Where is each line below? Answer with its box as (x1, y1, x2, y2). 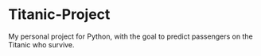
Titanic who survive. (8, 39, 75, 49)
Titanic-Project (8, 6, 111, 24)
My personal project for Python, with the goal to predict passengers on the (8, 32, 253, 41)
